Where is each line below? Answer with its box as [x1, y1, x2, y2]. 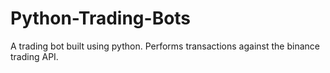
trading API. [10, 50, 59, 62]
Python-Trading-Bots [10, 7, 192, 30]
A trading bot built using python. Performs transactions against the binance [10, 40, 320, 52]
